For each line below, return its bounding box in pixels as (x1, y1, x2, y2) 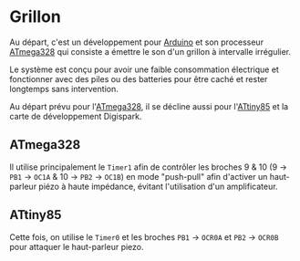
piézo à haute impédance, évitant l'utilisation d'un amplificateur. (38, 181, 278, 192)
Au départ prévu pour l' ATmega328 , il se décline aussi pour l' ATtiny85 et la (9, 100, 289, 111)
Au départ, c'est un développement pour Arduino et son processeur (9, 37, 264, 47)
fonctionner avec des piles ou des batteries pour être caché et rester (9, 73, 268, 84)
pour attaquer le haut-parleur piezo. (9, 241, 144, 252)
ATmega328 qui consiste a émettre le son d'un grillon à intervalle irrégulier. (9, 46, 292, 57)
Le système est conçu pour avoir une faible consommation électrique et (9, 64, 280, 75)
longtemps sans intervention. (9, 83, 119, 94)
